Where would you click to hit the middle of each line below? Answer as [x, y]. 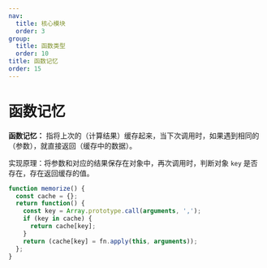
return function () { [50, 204]
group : [19, 39]
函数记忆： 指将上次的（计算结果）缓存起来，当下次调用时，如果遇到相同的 [134, 136]
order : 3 [30, 31]
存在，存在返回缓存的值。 [51, 173]
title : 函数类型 [41, 46]
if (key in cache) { [58, 219]
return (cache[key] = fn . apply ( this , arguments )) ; [110, 241]
